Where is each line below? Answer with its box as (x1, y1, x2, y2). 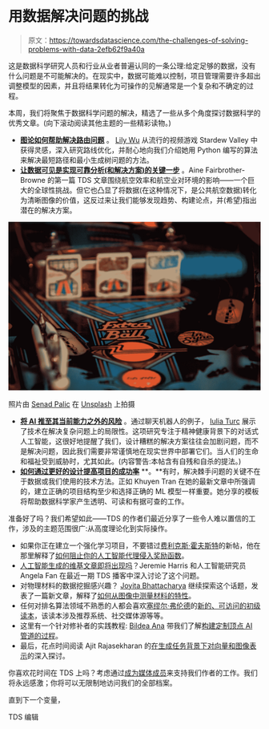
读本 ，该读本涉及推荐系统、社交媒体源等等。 (19, 610, 168, 620)
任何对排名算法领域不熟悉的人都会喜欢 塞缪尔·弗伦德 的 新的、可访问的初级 (19, 601, 261, 610)
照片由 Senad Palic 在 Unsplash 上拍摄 (8, 399, 135, 409)
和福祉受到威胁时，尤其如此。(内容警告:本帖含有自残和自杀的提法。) (19, 456, 242, 466)
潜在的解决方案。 (19, 205, 77, 215)
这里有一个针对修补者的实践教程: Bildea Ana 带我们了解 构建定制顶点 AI (19, 621, 253, 630)
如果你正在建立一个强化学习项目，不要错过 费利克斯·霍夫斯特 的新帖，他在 (19, 541, 261, 550)
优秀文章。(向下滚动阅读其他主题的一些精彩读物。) (8, 118, 172, 128)
